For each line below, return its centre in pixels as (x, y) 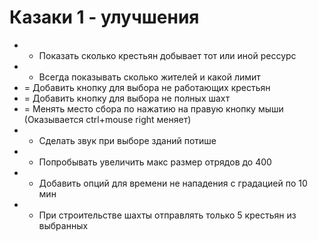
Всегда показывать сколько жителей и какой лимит (149, 77)
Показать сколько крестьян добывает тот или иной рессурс (167, 55)
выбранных (63, 225)
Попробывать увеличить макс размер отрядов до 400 (155, 162)
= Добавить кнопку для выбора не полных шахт (127, 98)
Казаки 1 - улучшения (104, 17)
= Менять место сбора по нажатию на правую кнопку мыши (153, 108)
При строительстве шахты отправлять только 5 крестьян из (167, 215)
